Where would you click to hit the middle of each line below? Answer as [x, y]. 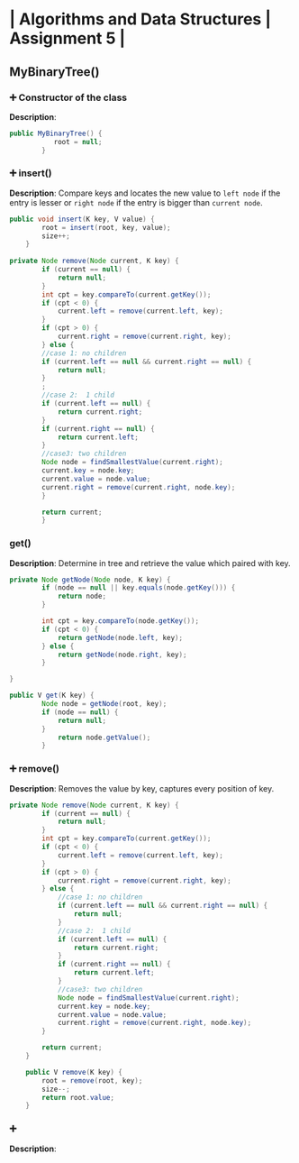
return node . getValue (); [104, 737]
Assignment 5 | [68, 38]
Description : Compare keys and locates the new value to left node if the [145, 193]
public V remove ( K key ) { [74, 1072]
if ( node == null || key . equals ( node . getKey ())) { [139, 588]
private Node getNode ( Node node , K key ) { [90, 580]
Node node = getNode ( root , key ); [104, 704]
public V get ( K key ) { [52, 696]
